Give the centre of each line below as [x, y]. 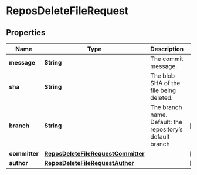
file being [163, 90]
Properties [26, 33]
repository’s [167, 129]
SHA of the [165, 83]
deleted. [162, 98]
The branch [166, 107]
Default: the [167, 122]
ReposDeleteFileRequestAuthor [89, 163]
